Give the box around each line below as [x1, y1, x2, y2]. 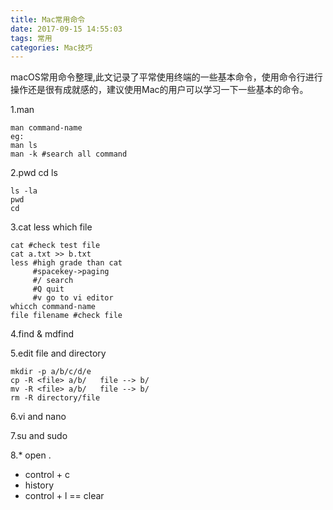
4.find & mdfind [10, 328, 75, 340]
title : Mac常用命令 [10, 14, 86, 25]
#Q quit [32, 284, 65, 295]
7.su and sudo [10, 430, 68, 442]
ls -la [10, 186, 38, 196]
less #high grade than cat [10, 258, 123, 268]
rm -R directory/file [10, 393, 101, 403]
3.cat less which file [10, 221, 93, 233]
